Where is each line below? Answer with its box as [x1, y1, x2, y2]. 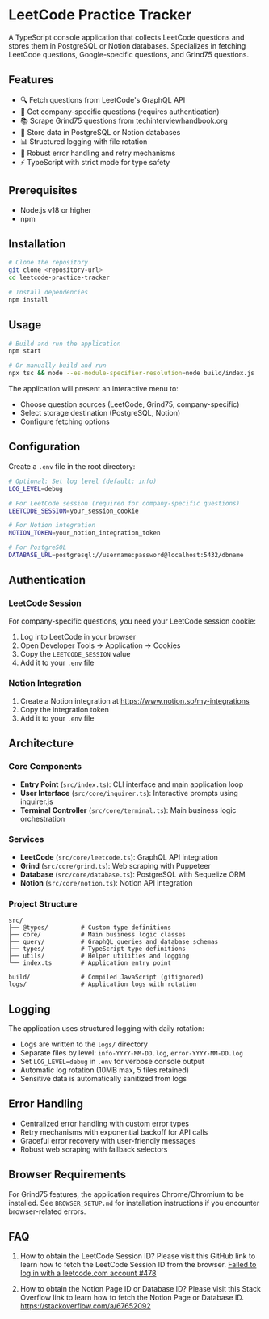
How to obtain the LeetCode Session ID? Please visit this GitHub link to [19, 1251, 256, 1261]
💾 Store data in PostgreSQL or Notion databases [19, 127, 181, 137]
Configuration [8, 440, 81, 454]
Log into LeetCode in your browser [19, 632, 137, 641]
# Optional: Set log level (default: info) [8, 477, 158, 485]
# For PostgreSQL [8, 543, 67, 552]
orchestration [19, 814, 65, 823]
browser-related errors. [8, 1207, 86, 1216]
